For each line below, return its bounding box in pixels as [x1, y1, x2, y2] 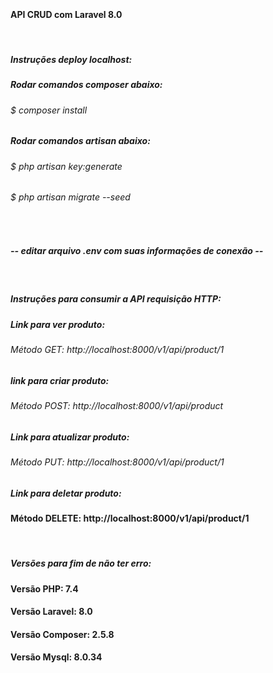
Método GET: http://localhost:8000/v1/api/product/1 [10, 344, 225, 356]
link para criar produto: [10, 374, 110, 386]
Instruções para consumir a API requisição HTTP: [10, 293, 222, 305]
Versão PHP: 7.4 [10, 582, 79, 595]
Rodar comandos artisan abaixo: [10, 135, 151, 147]
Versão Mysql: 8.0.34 [10, 651, 103, 663]
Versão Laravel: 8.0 [10, 606, 93, 618]
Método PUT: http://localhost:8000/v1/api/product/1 [10, 456, 225, 468]
